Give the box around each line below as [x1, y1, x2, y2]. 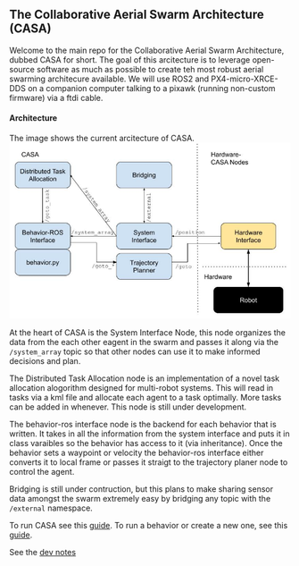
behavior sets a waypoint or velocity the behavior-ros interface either [9, 447, 264, 459]
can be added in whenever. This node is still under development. [9, 401, 247, 412]
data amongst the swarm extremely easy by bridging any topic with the [9, 494, 271, 504]
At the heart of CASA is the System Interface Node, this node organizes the [9, 327, 286, 338]
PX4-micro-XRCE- [211, 73, 278, 84]
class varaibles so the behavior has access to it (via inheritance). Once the [9, 438, 283, 449]
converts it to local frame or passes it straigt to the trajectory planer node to [9, 457, 288, 468]
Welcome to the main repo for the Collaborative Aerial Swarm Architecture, [9, 45, 285, 55]
